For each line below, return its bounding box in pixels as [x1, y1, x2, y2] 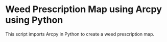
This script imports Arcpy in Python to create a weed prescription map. [5, 31, 155, 37]
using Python [5, 14, 63, 26]
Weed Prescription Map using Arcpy [5, 4, 162, 15]
